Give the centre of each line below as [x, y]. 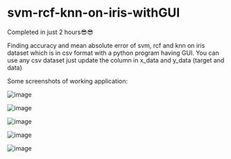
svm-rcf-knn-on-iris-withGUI [94, 13]
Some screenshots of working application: [68, 81]
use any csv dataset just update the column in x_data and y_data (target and [116, 60]
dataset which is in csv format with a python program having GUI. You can [113, 53]
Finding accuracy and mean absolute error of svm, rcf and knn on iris [106, 45]
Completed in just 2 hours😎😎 [50, 32]
